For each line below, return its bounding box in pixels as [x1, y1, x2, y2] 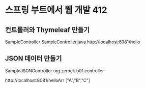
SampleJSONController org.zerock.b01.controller [5, 67, 104, 74]
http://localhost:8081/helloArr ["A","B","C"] [5, 77, 90, 83]
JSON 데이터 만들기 [5, 55, 62, 63]
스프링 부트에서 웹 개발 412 [5, 4, 107, 16]
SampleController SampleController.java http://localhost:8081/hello [5, 39, 140, 45]
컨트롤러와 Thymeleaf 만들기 [5, 26, 90, 34]
